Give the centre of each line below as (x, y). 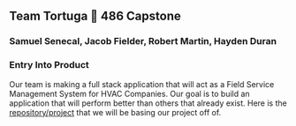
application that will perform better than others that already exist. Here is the (148, 103)
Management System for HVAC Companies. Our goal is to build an (129, 93)
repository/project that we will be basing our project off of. (115, 112)
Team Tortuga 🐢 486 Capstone (95, 16)
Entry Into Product (49, 65)
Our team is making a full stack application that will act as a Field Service (142, 84)
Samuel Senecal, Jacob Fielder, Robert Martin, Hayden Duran (143, 41)
